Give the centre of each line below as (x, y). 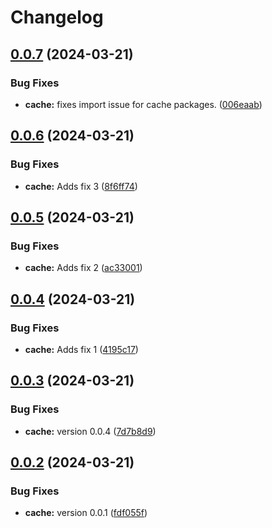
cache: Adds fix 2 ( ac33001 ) (83, 268)
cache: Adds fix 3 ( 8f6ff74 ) (81, 186)
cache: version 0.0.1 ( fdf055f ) (86, 513)
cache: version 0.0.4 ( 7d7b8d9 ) (90, 431)
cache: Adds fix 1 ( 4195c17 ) (81, 349)
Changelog (57, 17)
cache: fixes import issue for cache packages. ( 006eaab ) (143, 104)
